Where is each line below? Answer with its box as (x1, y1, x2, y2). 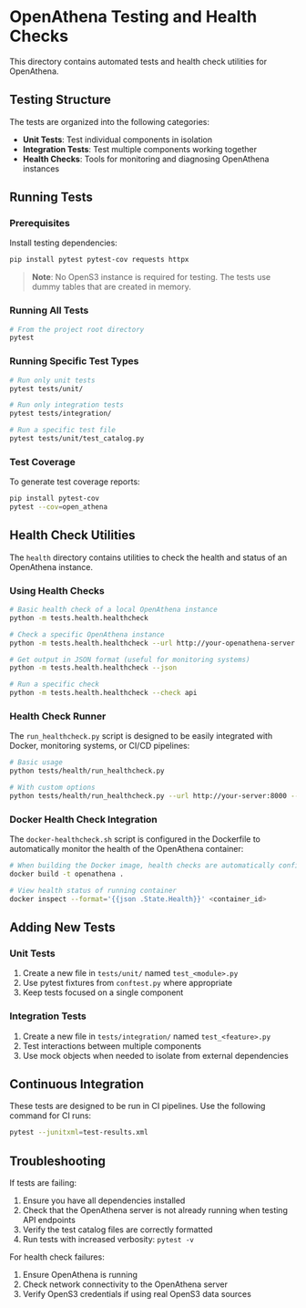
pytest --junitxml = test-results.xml (9, 1128, 148, 1137)
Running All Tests (9, 304, 89, 317)
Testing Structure (9, 92, 112, 108)
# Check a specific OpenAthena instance (9, 629, 166, 639)
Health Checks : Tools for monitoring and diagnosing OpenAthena (22, 153, 270, 164)
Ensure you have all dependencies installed (22, 1195, 186, 1206)
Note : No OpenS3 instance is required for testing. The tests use (31, 272, 271, 283)
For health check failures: (9, 1251, 105, 1262)
